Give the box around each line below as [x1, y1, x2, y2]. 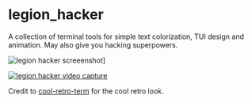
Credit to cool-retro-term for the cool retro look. [8, 86, 164, 96]
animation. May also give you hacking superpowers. [8, 40, 178, 49]
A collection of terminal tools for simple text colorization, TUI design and [8, 32, 244, 41]
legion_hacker [8, 6, 105, 24]
